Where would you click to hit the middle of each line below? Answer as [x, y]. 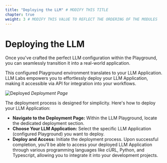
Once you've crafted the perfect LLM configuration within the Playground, [81, 58]
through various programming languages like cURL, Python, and [78, 150]
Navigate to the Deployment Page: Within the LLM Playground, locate [85, 118]
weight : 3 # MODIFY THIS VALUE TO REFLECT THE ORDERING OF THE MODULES [81, 19]
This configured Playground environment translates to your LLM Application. [84, 73]
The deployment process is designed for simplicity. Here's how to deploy [80, 103]
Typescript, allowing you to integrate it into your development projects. [85, 155]
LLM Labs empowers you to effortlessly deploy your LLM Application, [77, 78]
